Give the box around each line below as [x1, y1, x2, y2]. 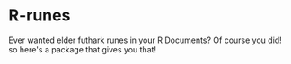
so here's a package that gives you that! [8, 44, 157, 54]
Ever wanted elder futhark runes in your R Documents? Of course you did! [8, 35, 282, 45]
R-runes [8, 5, 71, 26]
